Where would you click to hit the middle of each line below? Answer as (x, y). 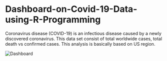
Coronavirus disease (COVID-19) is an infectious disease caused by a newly (83, 33)
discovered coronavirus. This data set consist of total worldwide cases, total (84, 39)
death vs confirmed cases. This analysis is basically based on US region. (80, 44)
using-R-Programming (53, 20)
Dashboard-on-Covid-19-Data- (71, 9)
